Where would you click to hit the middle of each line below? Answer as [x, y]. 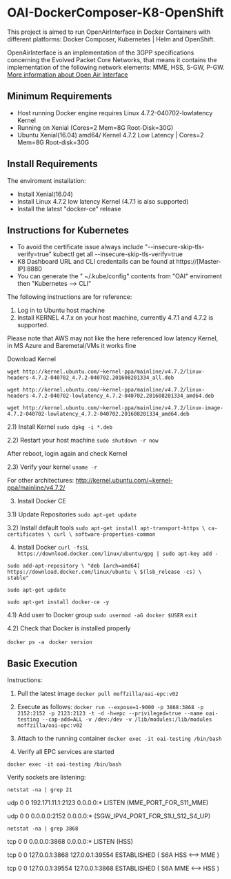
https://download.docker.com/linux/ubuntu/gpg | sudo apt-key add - [118, 554]
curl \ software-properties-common [104, 534]
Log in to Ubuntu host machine [61, 310]
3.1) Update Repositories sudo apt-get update [72, 514]
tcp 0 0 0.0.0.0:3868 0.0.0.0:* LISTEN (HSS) [70, 842]
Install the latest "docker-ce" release [69, 209]
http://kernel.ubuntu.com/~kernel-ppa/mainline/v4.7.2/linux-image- [123, 408]
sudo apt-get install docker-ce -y [58, 602]
